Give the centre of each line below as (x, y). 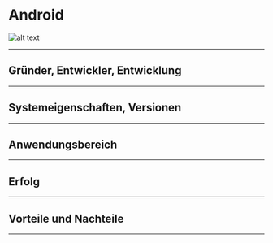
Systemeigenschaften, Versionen (95, 108)
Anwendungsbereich (63, 144)
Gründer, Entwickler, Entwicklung (95, 71)
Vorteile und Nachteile (66, 218)
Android (37, 15)
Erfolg (24, 182)
